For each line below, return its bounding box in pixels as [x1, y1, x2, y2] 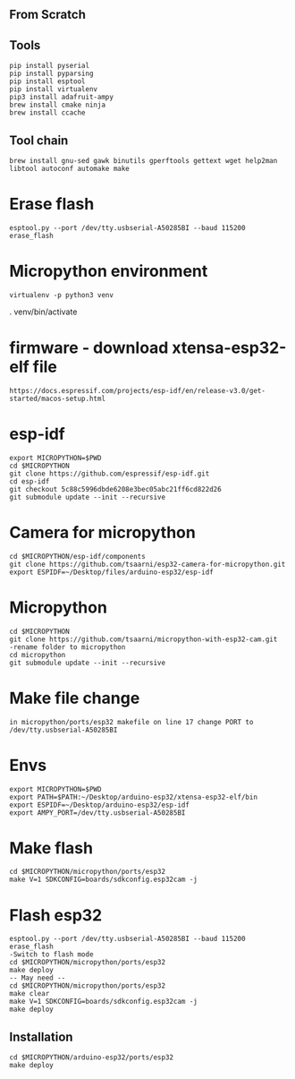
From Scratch [9, 7, 87, 22]
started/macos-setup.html [9, 394, 105, 403]
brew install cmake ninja [9, 100, 105, 110]
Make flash [9, 837, 94, 858]
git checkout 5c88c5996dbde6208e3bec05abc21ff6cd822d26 [9, 484, 222, 493]
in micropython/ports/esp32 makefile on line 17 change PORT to [9, 717, 254, 726]
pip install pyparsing [9, 69, 94, 79]
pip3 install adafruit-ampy [9, 93, 114, 102]
